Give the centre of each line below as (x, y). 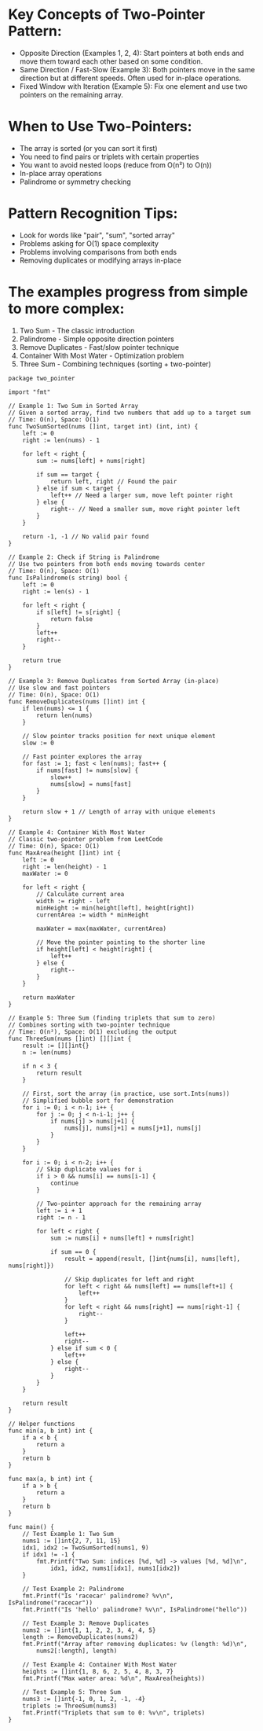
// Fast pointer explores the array (82, 756)
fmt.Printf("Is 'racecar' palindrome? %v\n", (98, 1596)
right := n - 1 (61, 1217)
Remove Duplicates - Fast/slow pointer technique (99, 347)
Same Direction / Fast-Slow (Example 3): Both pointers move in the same (137, 69)
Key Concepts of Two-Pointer (107, 15)
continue (64, 1183)
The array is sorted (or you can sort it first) (88, 148)
